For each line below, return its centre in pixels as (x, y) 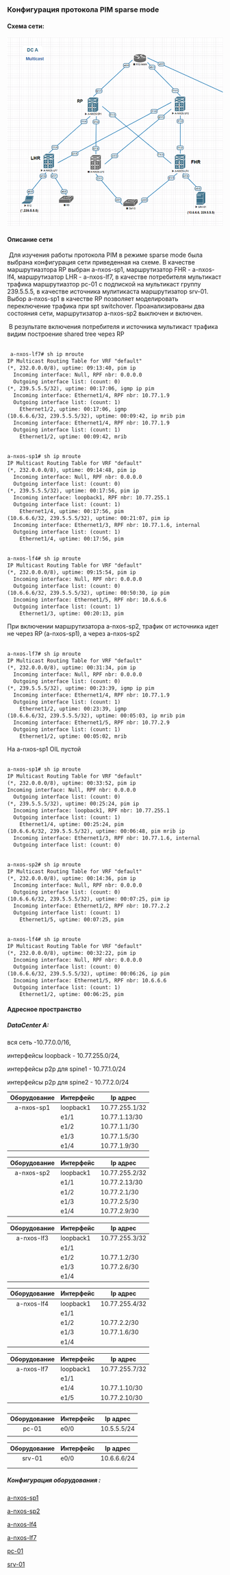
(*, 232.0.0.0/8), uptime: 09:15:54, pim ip (72, 572)
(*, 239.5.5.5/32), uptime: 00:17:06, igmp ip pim (81, 388)
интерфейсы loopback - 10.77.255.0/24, (63, 1056)
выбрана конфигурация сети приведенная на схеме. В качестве (101, 262)
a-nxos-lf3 (33, 1238)
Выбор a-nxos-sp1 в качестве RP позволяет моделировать (93, 298)
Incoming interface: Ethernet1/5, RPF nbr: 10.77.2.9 (91, 723)
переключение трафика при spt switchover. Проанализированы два (106, 306)
